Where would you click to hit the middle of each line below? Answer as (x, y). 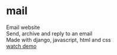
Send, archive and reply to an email (49, 33)
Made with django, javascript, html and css (58, 40)
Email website (23, 27)
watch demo (21, 46)
